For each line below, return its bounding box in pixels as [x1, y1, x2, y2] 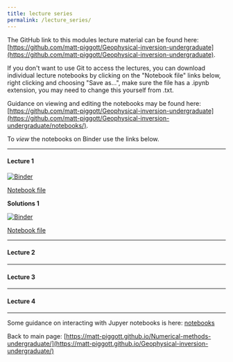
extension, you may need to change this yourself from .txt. [7, 86, 175, 94]
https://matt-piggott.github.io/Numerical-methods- [65, 332, 212, 341]
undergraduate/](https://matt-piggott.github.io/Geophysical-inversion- [7, 340, 209, 348]
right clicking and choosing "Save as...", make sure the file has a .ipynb [7, 78, 209, 87]
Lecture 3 [7, 273, 36, 281]
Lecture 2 [7, 248, 36, 257]
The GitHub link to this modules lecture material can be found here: [7, 35, 199, 44]
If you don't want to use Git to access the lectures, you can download [7, 64, 206, 72]
